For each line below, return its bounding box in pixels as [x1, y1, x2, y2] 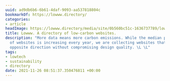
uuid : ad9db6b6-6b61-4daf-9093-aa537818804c [5, 7, 101, 13]
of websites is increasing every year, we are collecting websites [10, 40, 155, 45]
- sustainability [5, 59, 42, 64]
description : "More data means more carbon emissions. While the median [5, 36, 162, 41]
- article [5, 21, 26, 27]
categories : [5, 17, 30, 22]
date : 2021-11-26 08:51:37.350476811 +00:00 [5, 68, 101, 73]
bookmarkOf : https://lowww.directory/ [5, 12, 87, 17]
